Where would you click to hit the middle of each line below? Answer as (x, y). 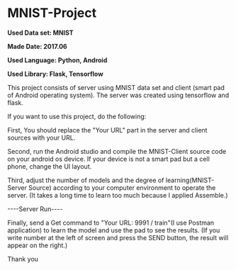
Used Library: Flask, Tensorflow (56, 74)
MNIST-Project (52, 13)
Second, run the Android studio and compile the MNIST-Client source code (117, 151)
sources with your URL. (41, 137)
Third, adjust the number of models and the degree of (86, 180)
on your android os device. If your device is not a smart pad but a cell (109, 159)
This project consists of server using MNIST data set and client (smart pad (116, 87)
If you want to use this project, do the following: (77, 116)
